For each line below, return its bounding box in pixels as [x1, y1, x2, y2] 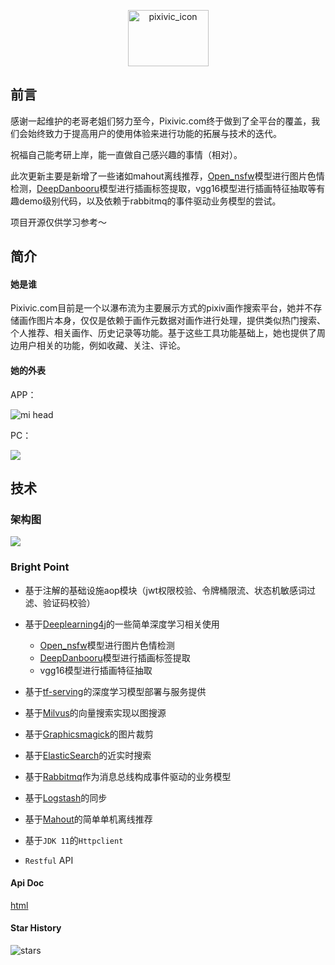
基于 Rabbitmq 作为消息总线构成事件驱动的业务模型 [24, 770, 232, 782]
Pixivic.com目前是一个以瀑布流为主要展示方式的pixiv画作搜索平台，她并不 [10, 302, 314, 314]
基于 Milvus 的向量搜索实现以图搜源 [24, 706, 167, 719]
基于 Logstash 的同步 [24, 791, 108, 804]
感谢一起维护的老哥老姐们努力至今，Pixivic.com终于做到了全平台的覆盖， [10, 115, 312, 127]
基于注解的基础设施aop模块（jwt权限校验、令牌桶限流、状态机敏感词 [24, 584, 308, 596]
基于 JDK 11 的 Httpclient [24, 834, 124, 846]
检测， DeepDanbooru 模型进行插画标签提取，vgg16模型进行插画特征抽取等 [10, 182, 317, 194]
